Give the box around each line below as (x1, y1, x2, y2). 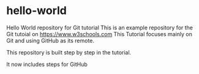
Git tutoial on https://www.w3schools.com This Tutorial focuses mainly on (6, 30, 193, 37)
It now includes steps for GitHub (6, 61, 88, 68)
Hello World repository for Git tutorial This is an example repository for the (6, 24, 193, 31)
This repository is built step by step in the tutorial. (6, 48, 132, 56)
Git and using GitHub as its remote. (6, 37, 95, 44)
